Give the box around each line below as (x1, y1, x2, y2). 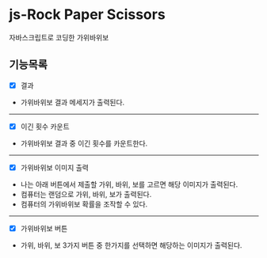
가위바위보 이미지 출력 (20, 162, 90, 172)
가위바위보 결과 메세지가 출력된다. (20, 97, 125, 107)
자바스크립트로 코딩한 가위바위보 (9, 32, 109, 42)
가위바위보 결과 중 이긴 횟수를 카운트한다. (20, 138, 148, 148)
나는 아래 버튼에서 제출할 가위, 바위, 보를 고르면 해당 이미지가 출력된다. (20, 180, 238, 189)
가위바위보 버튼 (20, 223, 68, 233)
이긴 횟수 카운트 (20, 121, 70, 131)
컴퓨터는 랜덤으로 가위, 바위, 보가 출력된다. (20, 189, 152, 199)
